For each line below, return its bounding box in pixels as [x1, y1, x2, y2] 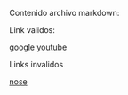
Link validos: [9, 25, 56, 35]
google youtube [9, 42, 68, 52]
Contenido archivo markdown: [9, 8, 120, 18]
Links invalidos [9, 59, 64, 69]
